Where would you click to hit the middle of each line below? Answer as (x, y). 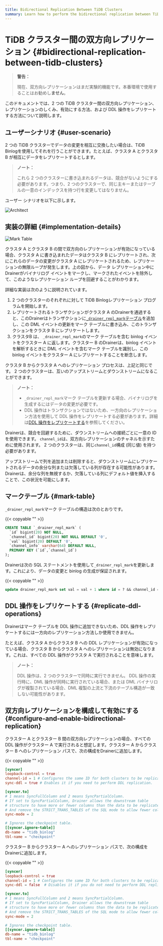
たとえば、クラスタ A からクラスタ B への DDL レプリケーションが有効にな (79, 643)
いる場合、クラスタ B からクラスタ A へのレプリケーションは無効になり (80, 649)
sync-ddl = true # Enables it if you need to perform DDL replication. (79, 783)
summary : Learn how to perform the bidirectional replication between (78, 14)
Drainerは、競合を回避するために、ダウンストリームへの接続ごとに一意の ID (81, 433)
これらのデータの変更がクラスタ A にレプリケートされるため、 (71, 261)
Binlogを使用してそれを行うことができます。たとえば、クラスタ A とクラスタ (81, 151)
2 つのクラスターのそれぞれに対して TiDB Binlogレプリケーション (77, 300)
